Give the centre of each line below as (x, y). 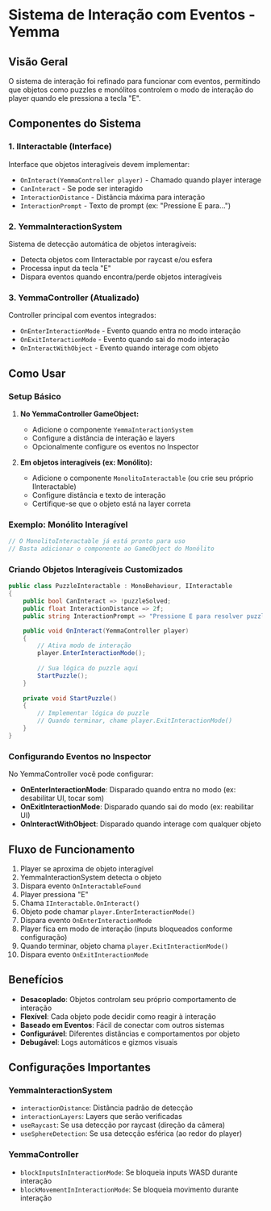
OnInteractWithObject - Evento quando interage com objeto (119, 348)
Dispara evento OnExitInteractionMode (84, 954)
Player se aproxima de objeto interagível (87, 868)
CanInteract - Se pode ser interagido (81, 188)
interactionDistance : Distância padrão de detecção (106, 1108)
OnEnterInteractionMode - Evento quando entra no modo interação (130, 331)
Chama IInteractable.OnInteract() (80, 903)
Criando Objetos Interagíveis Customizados (96, 569)
